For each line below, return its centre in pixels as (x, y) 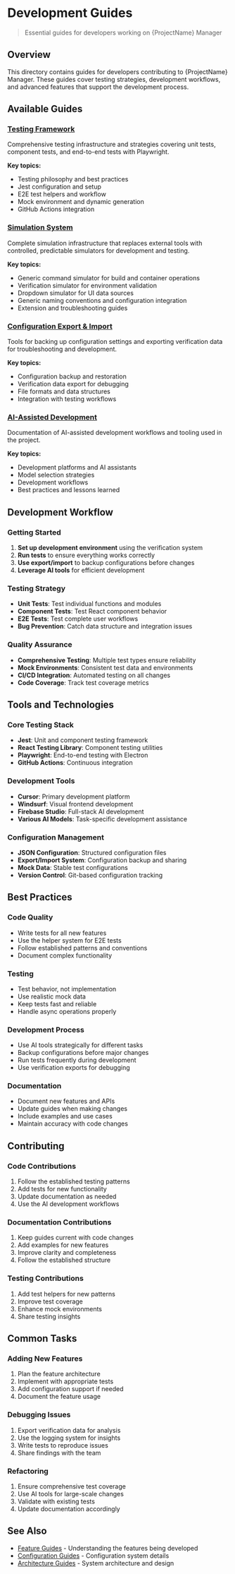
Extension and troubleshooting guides (72, 308)
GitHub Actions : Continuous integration (75, 763)
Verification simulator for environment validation (87, 285)
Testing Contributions (46, 1278)
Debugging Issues (39, 1415)
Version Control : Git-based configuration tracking (90, 875)
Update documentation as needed (67, 1197)
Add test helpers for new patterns (66, 1294)
